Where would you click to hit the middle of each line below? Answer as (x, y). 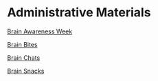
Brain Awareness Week (40, 31)
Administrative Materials (79, 13)
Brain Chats (24, 58)
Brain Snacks (26, 71)
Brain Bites (22, 44)
